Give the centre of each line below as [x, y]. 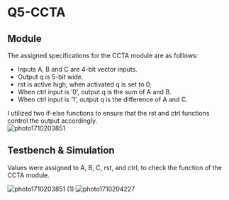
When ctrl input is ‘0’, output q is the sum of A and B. [94, 92]
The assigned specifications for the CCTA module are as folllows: [103, 55]
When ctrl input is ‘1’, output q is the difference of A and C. [102, 99]
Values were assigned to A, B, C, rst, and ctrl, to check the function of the [114, 167]
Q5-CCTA [37, 12]
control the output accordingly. [52, 121]
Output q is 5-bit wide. [50, 77]
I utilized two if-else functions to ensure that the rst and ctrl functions [108, 113]
